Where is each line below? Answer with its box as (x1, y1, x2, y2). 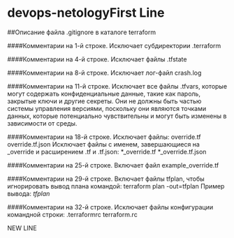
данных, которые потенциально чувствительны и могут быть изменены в (7, 112, 227, 120)
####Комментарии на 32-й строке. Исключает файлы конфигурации (7, 202, 214, 211)
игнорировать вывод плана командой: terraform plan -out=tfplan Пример (7, 181, 225, 190)
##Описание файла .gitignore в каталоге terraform (7, 28, 156, 36)
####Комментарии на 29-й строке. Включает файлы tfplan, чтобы (7, 174, 205, 183)
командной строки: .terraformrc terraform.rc (7, 210, 138, 218)
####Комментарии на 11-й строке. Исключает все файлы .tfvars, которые (7, 82, 228, 90)
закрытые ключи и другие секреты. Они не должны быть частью (7, 96, 202, 105)
